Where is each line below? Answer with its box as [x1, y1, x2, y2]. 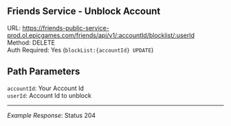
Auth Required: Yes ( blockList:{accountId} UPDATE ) [7, 45, 154, 54]
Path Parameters [7, 65, 80, 78]
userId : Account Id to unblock [7, 91, 91, 99]
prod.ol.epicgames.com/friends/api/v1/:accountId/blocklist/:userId [7, 31, 195, 39]
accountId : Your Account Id [7, 84, 85, 92]
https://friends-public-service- [22, 23, 110, 32]
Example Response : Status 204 [7, 111, 96, 119]
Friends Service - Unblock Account [7, 6, 161, 17]
